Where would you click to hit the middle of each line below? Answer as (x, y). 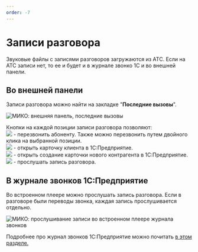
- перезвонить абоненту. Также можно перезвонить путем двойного (100, 135)
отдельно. (19, 208)
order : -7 (18, 12)
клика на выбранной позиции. (44, 141)
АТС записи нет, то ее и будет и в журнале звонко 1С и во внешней (91, 65)
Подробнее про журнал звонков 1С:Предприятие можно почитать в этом (99, 237)
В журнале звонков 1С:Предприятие (77, 181)
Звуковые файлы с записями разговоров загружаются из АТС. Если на (96, 59)
